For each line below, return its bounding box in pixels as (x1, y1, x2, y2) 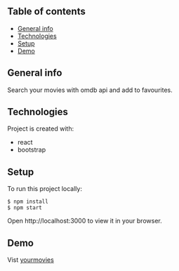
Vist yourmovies (7, 256, 54, 264)
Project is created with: (7, 124, 74, 133)
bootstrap (17, 145, 46, 154)
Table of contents (7, 6, 86, 18)
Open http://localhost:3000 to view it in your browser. (7, 217, 163, 225)
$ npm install (7, 198, 49, 206)
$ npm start (7, 204, 42, 211)
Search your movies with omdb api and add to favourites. (7, 86, 173, 94)
